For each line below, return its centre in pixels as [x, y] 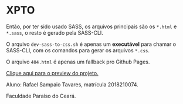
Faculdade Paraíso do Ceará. [41, 96]
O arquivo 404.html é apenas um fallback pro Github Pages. [78, 62]
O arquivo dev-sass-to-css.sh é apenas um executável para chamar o [91, 44]
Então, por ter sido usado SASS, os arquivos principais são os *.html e [91, 26]
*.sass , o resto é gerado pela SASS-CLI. [55, 32]
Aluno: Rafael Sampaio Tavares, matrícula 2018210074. [72, 84]
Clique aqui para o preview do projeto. [52, 73]
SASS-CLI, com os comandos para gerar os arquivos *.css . [78, 50]
